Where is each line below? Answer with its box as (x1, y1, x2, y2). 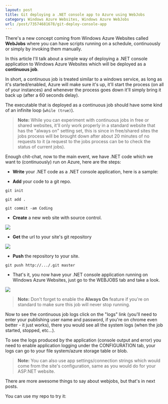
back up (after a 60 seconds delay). (5, 92, 79, 98)
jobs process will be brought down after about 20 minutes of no (17, 133, 150, 139)
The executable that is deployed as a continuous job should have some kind (5, 102, 162, 108)
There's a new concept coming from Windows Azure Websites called (5, 35, 148, 41)
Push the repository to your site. (12, 253, 79, 259)
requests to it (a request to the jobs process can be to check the (17, 139, 151, 145)
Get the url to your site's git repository (12, 234, 92, 240)
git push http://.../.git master (5, 263, 75, 268)
